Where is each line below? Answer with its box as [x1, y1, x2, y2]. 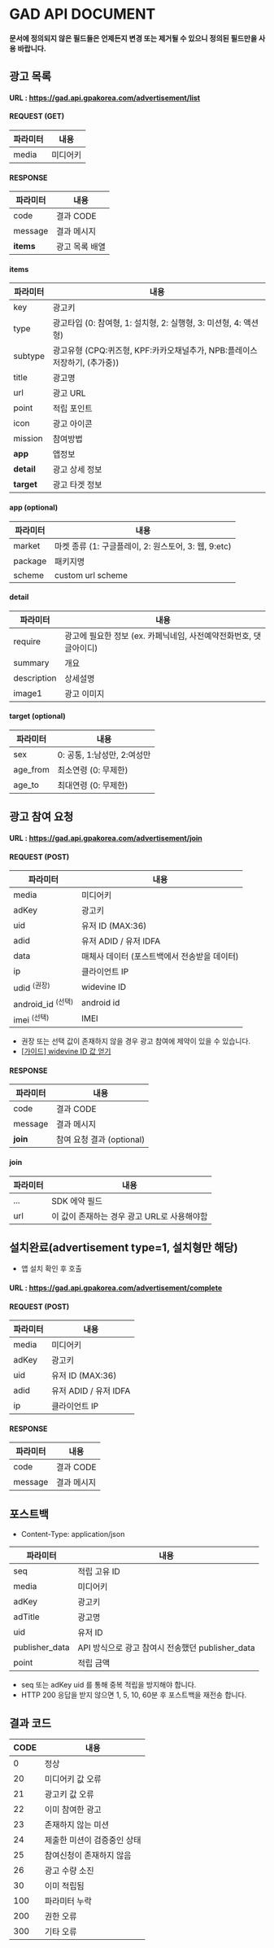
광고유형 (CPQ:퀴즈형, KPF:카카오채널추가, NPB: [52, 345, 228, 357]
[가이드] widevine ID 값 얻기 [20, 1047, 111, 1057]
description [13, 672, 57, 684]
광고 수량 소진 [44, 1865, 94, 1876]
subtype [13, 351, 46, 362]
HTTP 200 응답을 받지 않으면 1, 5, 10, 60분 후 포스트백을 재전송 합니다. [20, 1690, 247, 1700]
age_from [13, 764, 50, 775]
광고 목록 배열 [56, 241, 107, 252]
